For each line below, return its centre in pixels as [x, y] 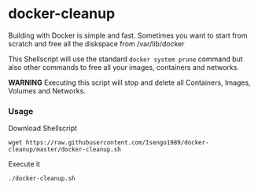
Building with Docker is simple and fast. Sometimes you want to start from [128, 35]
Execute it [24, 164]
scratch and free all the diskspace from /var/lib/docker [96, 43]
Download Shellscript [42, 128]
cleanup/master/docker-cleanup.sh [65, 150]
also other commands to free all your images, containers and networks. [124, 67]
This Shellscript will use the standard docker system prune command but [125, 59]
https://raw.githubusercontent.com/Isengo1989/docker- [118, 143]
